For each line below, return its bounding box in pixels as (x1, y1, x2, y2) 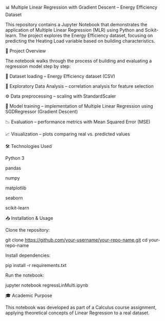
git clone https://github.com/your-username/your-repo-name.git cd (5, 237, 148, 243)
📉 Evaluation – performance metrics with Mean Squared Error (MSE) (5, 119, 151, 125)
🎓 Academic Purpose (5, 292, 52, 298)
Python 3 (5, 155, 25, 161)
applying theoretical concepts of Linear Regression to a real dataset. (5, 310, 150, 316)
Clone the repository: (5, 227, 50, 233)
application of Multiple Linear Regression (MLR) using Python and (5, 27, 144, 33)
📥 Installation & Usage (5, 215, 53, 221)
